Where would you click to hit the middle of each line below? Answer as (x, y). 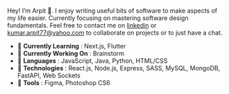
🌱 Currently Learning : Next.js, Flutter (71, 46)
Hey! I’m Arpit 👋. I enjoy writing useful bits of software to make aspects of (112, 11)
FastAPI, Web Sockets (49, 75)
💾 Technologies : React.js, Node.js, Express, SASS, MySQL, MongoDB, (119, 68)
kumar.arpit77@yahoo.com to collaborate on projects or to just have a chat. (115, 32)
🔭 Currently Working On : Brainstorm (71, 53)
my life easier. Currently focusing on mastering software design (98, 18)
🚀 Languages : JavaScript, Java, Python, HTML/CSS (92, 61)
